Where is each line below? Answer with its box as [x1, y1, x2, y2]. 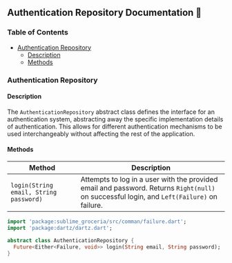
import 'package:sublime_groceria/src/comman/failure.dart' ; [7, 218, 187, 225]
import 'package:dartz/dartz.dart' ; [7, 224, 113, 231]
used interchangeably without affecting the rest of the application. [7, 129, 195, 138]
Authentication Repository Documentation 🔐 [7, 7, 202, 19]
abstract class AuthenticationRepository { [7, 237, 135, 244]
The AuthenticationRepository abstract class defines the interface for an [7, 108, 215, 116]
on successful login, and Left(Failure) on [80, 192, 217, 202]
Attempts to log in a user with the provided [80, 175, 218, 184]
